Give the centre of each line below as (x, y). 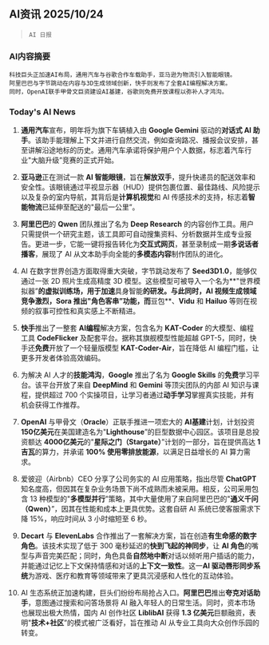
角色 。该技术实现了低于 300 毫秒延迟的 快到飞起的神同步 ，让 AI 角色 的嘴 (139, 546)
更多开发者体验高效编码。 (63, 358)
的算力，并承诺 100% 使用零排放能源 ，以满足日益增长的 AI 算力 (139, 452)
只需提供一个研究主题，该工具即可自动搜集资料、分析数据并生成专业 (133, 234)
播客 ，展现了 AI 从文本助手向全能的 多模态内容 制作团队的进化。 (124, 254)
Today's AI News (43, 112)
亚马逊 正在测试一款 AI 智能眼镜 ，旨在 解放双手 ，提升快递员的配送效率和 (138, 177)
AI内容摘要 (30, 56)
